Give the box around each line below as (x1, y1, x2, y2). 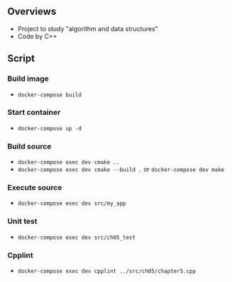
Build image (7, 74, 50, 84)
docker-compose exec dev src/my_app (17, 200, 126, 208)
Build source (7, 141, 52, 151)
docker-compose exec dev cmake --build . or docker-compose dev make (17, 165, 225, 174)
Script (7, 52, 35, 64)
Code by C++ (17, 32, 57, 40)
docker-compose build (17, 91, 82, 98)
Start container (7, 108, 61, 118)
